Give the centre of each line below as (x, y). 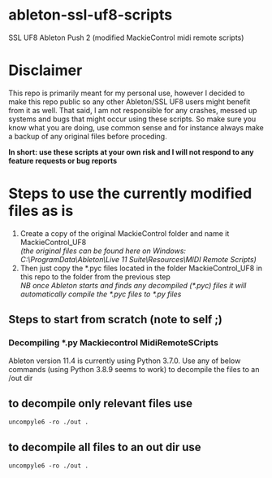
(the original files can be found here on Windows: (103, 251)
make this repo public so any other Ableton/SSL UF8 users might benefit (130, 101)
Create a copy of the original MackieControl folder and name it (125, 233)
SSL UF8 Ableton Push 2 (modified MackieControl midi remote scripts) (126, 37)
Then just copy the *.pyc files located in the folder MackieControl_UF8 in (141, 268)
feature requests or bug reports (63, 160)
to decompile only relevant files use (101, 403)
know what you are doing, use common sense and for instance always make (136, 127)
